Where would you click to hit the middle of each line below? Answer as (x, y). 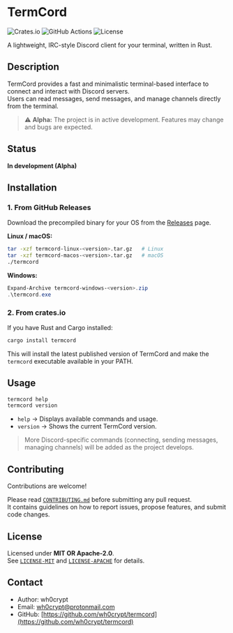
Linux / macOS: (30, 236)
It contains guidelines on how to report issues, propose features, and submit (117, 507)
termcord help (28, 399)
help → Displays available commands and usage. (88, 419)
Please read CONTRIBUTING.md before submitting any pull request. (99, 500)
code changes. (29, 514)
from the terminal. (33, 106)
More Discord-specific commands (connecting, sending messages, (121, 440)
